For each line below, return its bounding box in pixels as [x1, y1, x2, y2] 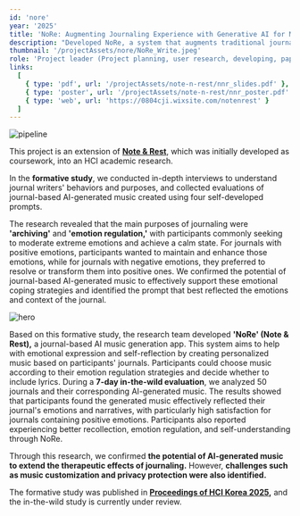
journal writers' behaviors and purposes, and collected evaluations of [9, 182, 265, 193]
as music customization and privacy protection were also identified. [9, 470, 267, 480]
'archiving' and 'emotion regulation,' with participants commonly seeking [9, 229, 283, 239]
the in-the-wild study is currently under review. [9, 496, 182, 507]
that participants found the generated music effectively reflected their [9, 395, 266, 406]
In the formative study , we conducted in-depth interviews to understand [9, 173, 278, 184]
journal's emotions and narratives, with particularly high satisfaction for [9, 405, 271, 416]
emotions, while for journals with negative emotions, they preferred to [9, 256, 266, 268]
